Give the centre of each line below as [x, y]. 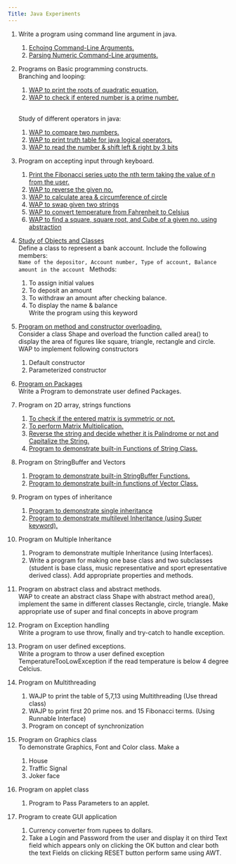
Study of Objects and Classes [61, 240]
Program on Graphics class [57, 739]
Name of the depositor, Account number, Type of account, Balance [117, 262]
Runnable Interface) [57, 718]
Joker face [44, 775]
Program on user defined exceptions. [72, 646]
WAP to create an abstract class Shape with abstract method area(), [116, 596]
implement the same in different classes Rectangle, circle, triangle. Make [123, 604]
